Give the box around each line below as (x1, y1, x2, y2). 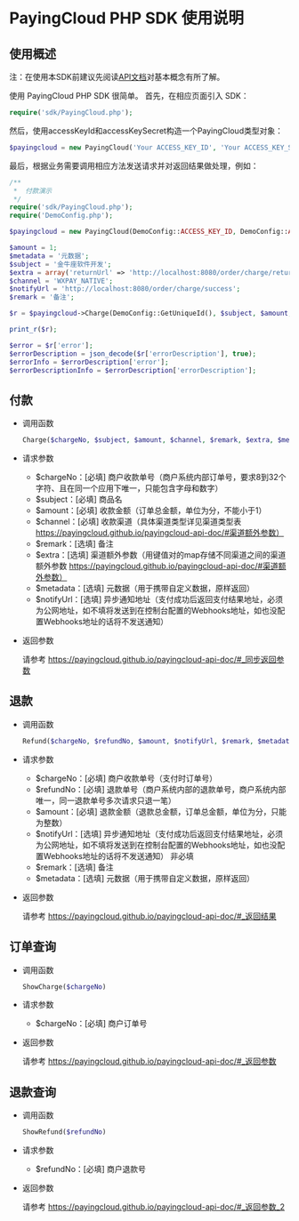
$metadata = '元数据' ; (9, 251, 90, 261)
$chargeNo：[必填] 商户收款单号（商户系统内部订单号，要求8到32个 (35, 472, 287, 483)
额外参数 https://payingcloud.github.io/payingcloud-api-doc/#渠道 (35, 561, 279, 572)
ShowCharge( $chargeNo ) (21, 982, 107, 992)
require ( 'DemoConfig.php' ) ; (9, 211, 114, 221)
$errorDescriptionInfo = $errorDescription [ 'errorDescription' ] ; (9, 365, 256, 374)
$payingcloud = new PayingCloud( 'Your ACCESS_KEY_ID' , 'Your (9, 143, 241, 152)
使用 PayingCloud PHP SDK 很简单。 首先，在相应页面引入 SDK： (9, 91, 249, 100)
